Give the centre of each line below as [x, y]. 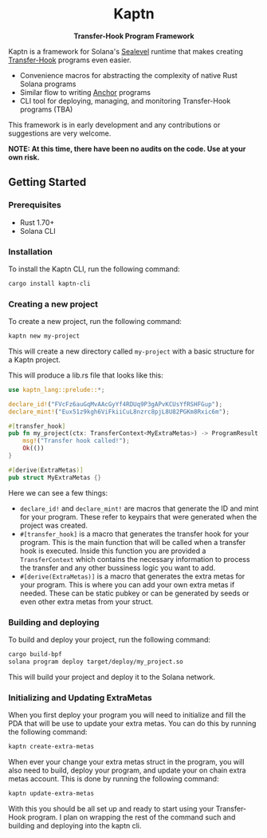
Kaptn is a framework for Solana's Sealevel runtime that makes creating [126, 51]
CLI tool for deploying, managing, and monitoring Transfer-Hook [125, 101]
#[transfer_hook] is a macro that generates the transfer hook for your [134, 534]
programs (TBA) [46, 109]
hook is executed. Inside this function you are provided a [113, 551]
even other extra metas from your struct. [86, 601]
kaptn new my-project [44, 336]
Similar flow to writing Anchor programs [85, 92]
